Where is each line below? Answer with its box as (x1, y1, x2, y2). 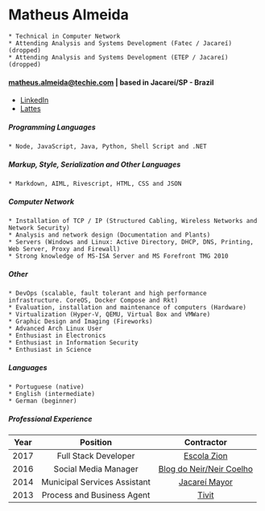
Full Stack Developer (56, 450, 135, 461)
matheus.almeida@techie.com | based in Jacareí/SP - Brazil (8, 77, 214, 87)
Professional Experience (8, 414, 93, 423)
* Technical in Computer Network (8, 32, 121, 40)
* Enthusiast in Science (8, 346, 92, 354)
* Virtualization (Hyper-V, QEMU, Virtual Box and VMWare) (8, 311, 211, 319)
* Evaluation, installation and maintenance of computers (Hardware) (8, 303, 247, 311)
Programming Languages (8, 122, 97, 132)
